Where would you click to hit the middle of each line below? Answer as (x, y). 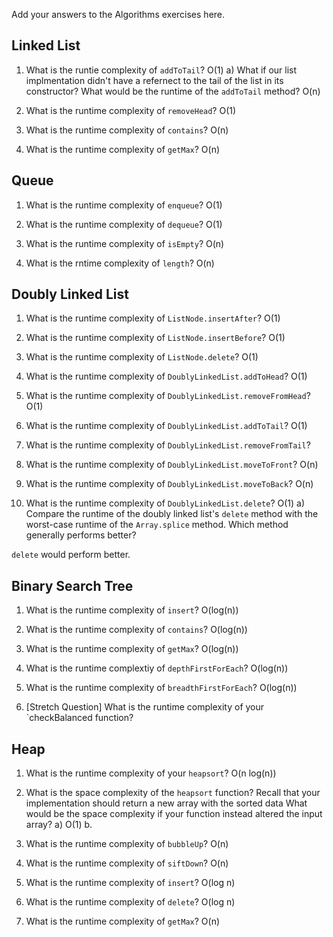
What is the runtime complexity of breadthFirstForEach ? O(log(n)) (161, 688)
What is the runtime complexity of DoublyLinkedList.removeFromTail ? (168, 445)
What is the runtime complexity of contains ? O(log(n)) (136, 630)
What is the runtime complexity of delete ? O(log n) (130, 902)
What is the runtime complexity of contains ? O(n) (127, 130)
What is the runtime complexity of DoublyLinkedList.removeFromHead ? (168, 396)
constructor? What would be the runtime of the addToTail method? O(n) (173, 91)
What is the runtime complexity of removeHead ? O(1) (131, 110)
